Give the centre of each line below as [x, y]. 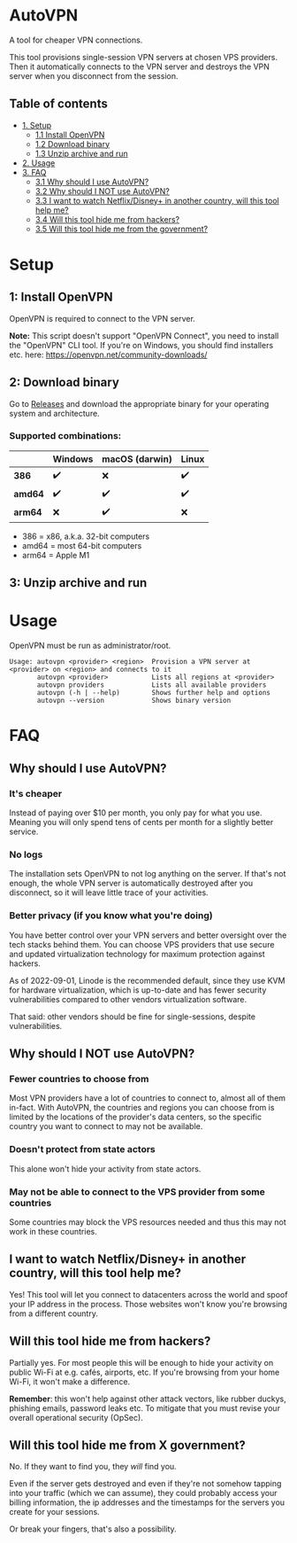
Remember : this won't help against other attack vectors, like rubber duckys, [148, 1399]
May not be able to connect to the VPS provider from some [137, 1191]
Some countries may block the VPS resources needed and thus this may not [148, 1222]
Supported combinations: [65, 436]
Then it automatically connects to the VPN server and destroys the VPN [139, 66]
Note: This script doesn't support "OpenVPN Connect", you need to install [144, 335]
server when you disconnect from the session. [94, 75]
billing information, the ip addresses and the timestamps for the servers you [147, 1502]
